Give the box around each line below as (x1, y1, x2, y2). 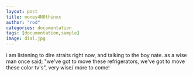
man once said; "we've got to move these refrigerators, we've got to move (6, 58, 185, 65)
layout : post (6, 8, 38, 15)
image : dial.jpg (6, 36, 46, 41)
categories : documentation (6, 24, 72, 31)
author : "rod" (6, 19, 41, 25)
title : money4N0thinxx (6, 14, 61, 20)
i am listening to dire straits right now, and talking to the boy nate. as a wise (6, 52, 187, 58)
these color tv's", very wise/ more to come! (6, 64, 110, 71)
